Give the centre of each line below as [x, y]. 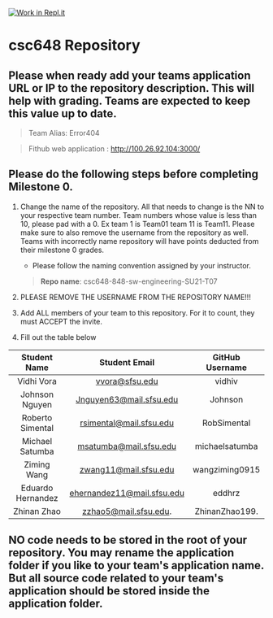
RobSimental [226, 423]
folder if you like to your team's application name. [136, 566]
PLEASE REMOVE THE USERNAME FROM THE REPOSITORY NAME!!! [136, 297]
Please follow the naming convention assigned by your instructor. [142, 265]
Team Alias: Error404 [64, 133]
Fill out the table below [58, 337]
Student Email [127, 362]
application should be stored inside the [109, 591]
